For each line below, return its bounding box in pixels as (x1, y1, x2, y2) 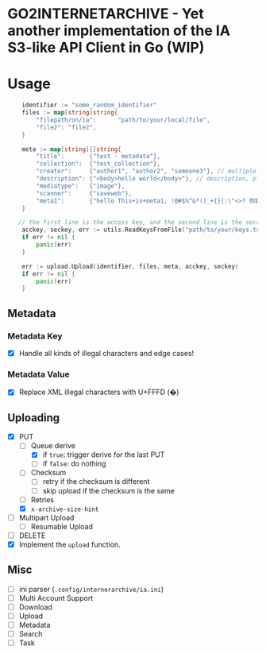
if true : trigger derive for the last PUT (42, 450, 165, 459)
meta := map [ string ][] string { (21, 145, 122, 153)
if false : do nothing (42, 459, 106, 469)
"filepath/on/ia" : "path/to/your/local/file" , (36, 116, 211, 124)
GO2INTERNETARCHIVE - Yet (7, 5, 204, 23)
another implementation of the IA (7, 21, 231, 40)
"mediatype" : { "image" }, (36, 182, 125, 190)
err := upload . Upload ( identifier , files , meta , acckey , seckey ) (21, 262, 239, 270)
